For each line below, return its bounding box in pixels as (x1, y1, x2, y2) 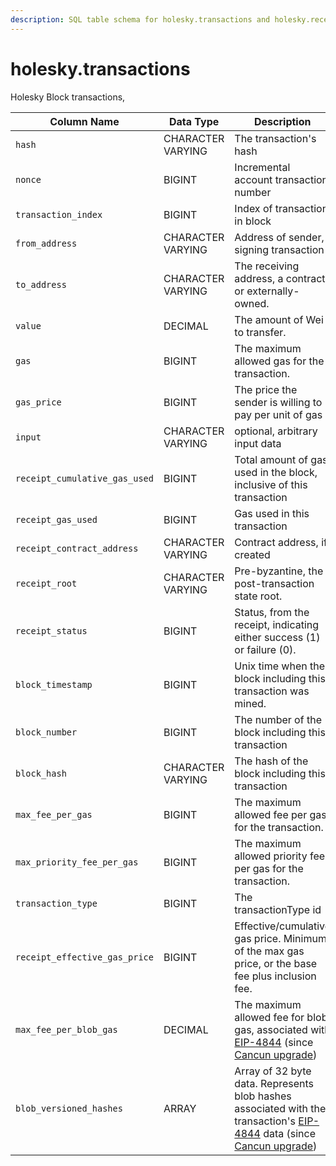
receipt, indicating (234, 617, 320, 631)
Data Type (169, 114, 220, 128)
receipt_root (15, 577, 78, 589)
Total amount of (234, 452, 309, 466)
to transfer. (234, 325, 287, 339)
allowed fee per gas (234, 807, 327, 821)
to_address (15, 279, 67, 290)
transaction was (234, 684, 310, 698)
